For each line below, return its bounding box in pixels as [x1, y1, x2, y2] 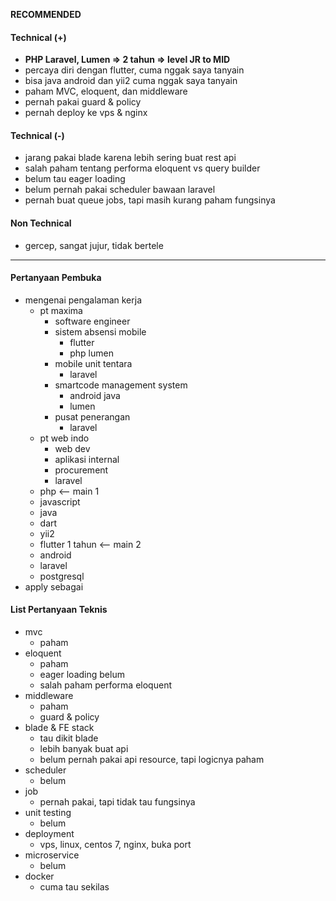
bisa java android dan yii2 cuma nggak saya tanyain [24, 75, 238, 87]
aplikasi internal [54, 453, 120, 465]
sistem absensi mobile [54, 325, 147, 338]
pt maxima [39, 304, 83, 316]
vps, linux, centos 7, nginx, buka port [39, 839, 192, 851]
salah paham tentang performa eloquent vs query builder [24, 162, 261, 174]
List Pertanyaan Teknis [10, 604, 108, 616]
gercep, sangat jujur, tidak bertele [24, 239, 164, 251]
